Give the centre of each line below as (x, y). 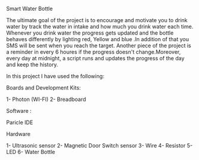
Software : (19, 111)
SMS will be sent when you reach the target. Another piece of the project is (99, 45)
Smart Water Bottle (30, 9)
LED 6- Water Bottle (31, 152)
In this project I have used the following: (55, 76)
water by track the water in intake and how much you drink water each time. (100, 27)
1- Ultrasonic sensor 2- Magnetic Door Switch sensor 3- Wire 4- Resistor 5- (99, 145)
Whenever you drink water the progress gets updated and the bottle (90, 33)
